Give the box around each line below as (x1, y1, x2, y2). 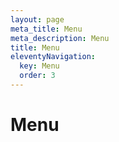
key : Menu (19, 61, 60, 71)
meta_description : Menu (10, 33, 110, 43)
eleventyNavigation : (10, 52, 97, 62)
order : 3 (19, 71, 56, 81)
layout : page (10, 14, 65, 25)
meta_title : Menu (10, 24, 83, 34)
